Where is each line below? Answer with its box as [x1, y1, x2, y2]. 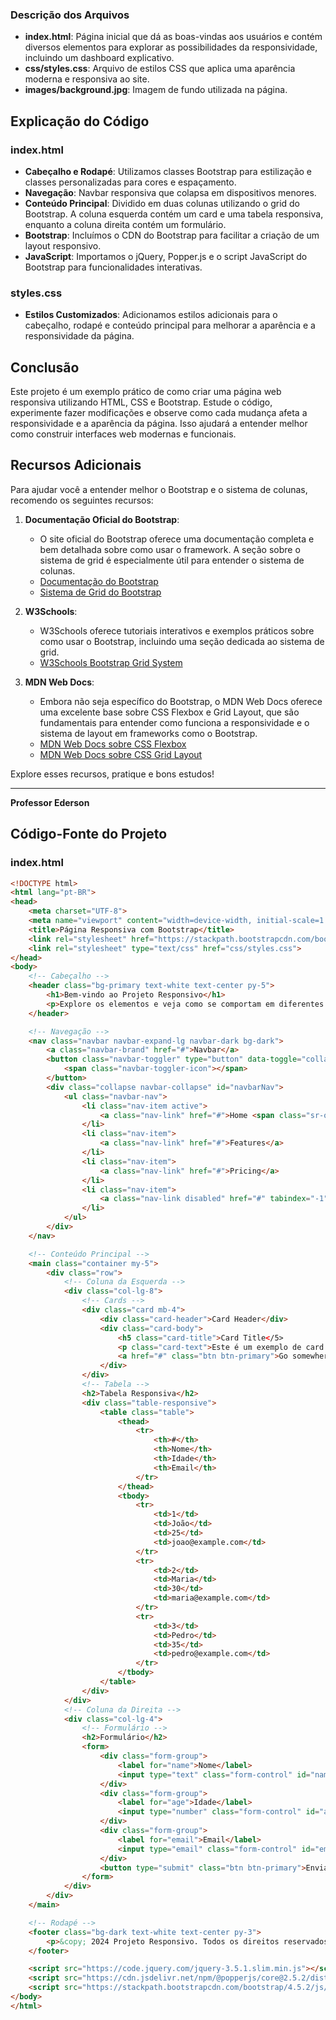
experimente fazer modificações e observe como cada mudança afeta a [10, 407, 308, 419]
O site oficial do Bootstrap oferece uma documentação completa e [39, 533, 315, 545]
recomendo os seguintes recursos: [10, 494, 154, 506]
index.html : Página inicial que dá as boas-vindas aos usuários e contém [24, 31, 323, 43]
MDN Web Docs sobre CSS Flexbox [39, 738, 187, 750]
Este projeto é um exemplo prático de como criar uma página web [10, 386, 282, 398]
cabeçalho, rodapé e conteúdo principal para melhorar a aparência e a [24, 319, 316, 332]
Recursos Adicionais [10, 457, 142, 474]
